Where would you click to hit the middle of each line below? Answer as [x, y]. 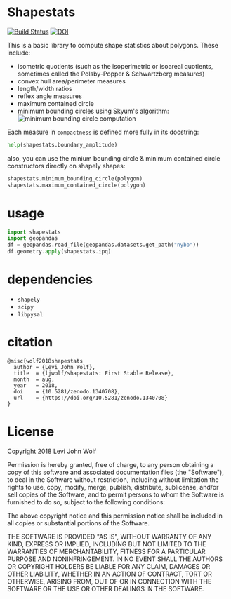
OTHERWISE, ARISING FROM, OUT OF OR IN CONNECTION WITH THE [110, 581]
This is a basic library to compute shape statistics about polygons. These [113, 45]
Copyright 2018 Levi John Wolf [52, 451]
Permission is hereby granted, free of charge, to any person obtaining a [111, 464]
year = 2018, [36, 385]
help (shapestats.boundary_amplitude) [62, 144]
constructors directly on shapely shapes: [66, 166]
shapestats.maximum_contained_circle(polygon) [77, 185]
